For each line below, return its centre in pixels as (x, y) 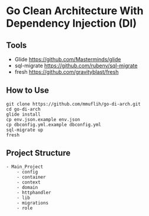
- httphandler (34, 192)
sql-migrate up (25, 130)
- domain (27, 187)
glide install (24, 114)
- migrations (33, 203)
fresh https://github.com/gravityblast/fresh (67, 72)
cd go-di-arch (24, 109)
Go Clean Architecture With (75, 11)
